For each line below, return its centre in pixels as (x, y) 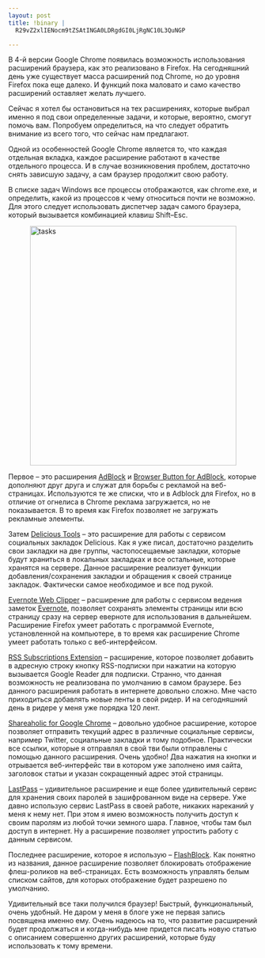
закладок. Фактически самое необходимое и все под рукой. (111, 585)
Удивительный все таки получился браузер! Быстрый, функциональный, (131, 904)
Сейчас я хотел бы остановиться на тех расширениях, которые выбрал (129, 108)
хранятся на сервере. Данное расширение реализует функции (115, 568)
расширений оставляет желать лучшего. (77, 93)
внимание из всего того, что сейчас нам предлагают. (98, 134)
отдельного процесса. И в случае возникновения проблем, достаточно (129, 166)
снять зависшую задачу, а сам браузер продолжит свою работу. (118, 174)
